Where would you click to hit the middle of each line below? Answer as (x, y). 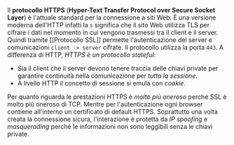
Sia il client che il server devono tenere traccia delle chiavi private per (118, 68)
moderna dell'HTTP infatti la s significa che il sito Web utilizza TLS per (109, 25)
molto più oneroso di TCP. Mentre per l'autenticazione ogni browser (105, 104)
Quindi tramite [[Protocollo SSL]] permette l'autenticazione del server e (110, 40)
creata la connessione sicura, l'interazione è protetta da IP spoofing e (108, 119)
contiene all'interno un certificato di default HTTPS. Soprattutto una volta (113, 112)
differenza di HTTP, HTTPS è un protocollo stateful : (82, 55)
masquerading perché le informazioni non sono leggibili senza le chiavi (110, 126)
